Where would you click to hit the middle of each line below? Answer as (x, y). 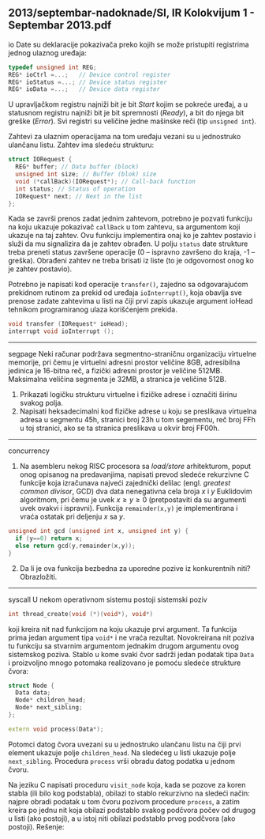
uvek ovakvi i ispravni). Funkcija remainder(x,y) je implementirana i (129, 508)
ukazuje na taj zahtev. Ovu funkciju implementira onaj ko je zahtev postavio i (132, 236)
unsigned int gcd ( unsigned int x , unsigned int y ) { (99, 531)
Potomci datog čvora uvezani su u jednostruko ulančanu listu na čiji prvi (125, 744)
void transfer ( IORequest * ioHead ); (68, 324)
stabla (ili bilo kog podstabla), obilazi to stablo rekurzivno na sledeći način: (129, 793)
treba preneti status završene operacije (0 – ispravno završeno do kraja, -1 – (132, 252)
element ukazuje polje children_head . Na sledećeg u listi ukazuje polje (122, 752)
